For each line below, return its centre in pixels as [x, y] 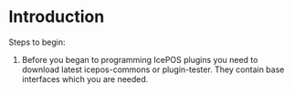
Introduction [57, 17]
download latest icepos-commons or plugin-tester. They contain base [153, 69]
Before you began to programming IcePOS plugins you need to [140, 59]
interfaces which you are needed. [85, 78]
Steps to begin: [37, 42]
